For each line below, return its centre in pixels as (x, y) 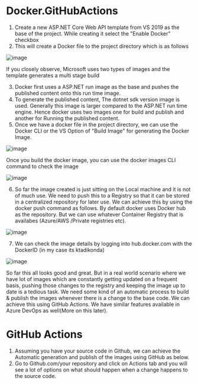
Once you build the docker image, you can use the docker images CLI (91, 160)
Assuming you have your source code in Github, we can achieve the (98, 351)
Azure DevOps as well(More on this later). (57, 310)
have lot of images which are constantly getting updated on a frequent (92, 279)
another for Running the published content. (67, 118)
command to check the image (42, 166)
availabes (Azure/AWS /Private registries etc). (70, 221)
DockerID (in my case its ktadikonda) (60, 250)
